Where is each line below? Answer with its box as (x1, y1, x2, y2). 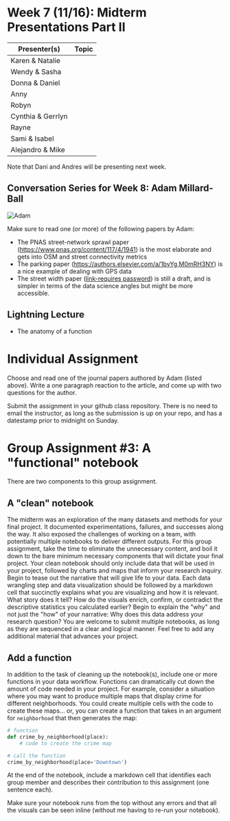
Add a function (7, 652, 72, 663)
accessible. (16, 289, 50, 297)
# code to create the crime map (19, 739, 112, 747)
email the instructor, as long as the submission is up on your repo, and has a (7, 409, 222, 417)
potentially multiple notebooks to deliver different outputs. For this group (7, 537, 212, 546)
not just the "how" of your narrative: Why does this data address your (7, 610, 204, 619)
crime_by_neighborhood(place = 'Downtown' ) (7, 759, 128, 765)
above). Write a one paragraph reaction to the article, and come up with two (7, 381, 222, 389)
